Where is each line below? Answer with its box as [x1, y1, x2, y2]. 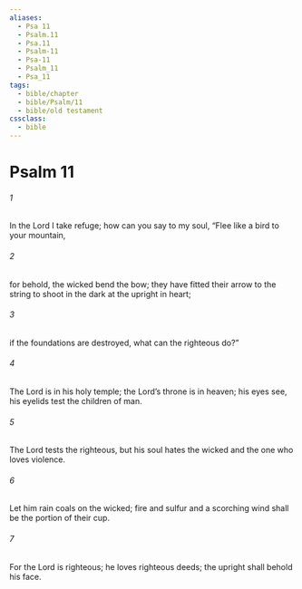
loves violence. [9, 454, 66, 465]
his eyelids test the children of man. [9, 396, 142, 406]
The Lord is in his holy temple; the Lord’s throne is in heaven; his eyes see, [9, 386, 287, 397]
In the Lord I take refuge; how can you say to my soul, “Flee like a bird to [9, 220, 279, 231]
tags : [9, 81, 30, 90]
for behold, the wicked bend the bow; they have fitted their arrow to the [9, 278, 277, 290]
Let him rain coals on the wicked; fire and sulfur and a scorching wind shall [9, 503, 289, 514]
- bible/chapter [17, 89, 79, 98]
